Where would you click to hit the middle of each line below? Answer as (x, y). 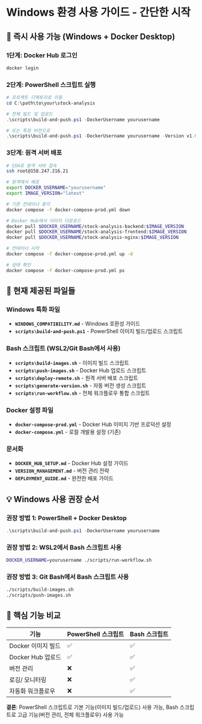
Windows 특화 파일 (33, 310)
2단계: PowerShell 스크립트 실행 (51, 84)
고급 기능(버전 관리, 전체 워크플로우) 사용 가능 (71, 714)
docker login (23, 68)
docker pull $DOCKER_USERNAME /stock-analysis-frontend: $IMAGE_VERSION (96, 232)
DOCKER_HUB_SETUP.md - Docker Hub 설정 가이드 (72, 463)
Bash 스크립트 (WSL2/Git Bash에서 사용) (63, 349)
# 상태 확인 (19, 265)
